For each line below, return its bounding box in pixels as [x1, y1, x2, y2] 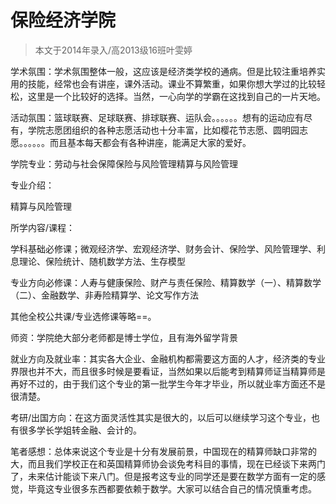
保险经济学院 [10, 9, 117, 32]
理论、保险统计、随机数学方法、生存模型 [18, 255, 186, 267]
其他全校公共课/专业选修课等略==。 [10, 310, 157, 322]
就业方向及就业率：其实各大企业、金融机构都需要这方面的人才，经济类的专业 [10, 352, 326, 365]
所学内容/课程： [10, 221, 76, 233]
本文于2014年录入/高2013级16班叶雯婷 [34, 44, 193, 56]
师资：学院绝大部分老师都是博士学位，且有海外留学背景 [10, 331, 238, 343]
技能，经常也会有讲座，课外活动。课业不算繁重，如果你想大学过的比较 [27, 77, 317, 90]
